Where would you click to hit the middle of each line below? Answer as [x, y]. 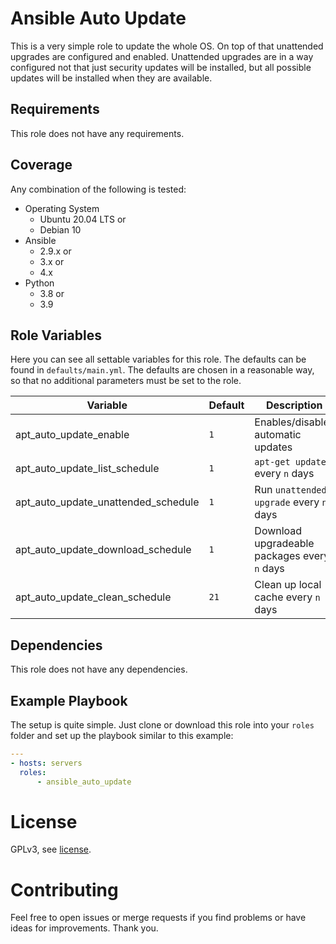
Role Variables [56, 335]
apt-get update [290, 462]
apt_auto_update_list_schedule [87, 469]
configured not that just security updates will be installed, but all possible [161, 67]
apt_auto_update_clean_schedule [93, 597]
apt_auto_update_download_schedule [103, 550]
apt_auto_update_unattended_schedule [107, 502]
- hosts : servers [46, 763]
